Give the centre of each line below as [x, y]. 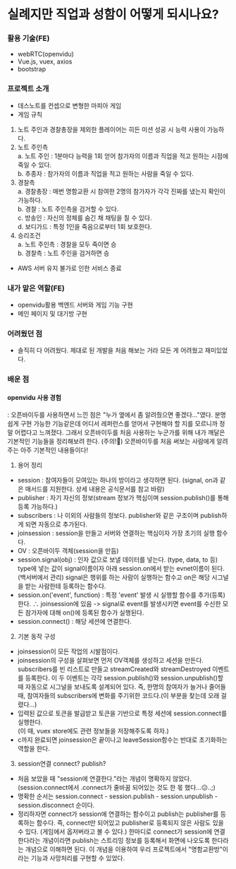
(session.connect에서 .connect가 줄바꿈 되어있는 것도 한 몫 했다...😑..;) [117, 787]
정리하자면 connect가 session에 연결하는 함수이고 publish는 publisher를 [118, 814]
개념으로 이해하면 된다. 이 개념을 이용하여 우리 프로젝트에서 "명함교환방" [124, 849]
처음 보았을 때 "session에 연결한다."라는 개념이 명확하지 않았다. [104, 779]
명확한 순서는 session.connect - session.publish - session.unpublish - [118, 796]
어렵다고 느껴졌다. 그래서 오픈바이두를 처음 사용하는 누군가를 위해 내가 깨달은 [120, 432]
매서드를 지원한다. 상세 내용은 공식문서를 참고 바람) [95, 489]
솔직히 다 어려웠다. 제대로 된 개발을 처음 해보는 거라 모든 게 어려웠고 [110, 350]
